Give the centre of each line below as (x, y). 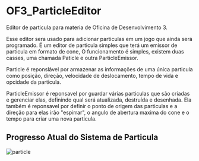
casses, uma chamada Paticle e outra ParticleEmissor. (72, 58)
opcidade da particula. (34, 82)
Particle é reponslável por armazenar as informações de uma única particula (99, 69)
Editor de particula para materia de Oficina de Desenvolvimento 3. (87, 27)
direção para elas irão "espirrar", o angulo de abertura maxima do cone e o (98, 112)
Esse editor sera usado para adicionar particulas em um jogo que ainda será (99, 39)
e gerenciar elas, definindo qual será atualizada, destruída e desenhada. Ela (99, 100)
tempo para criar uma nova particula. (51, 119)
